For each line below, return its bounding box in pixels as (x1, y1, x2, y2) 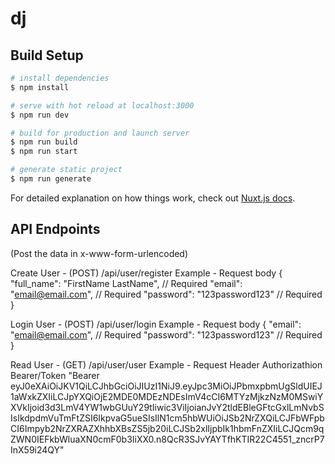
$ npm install (10, 82, 70, 92)
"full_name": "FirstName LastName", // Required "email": (10, 277, 243, 289)
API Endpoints (10, 221, 101, 238)
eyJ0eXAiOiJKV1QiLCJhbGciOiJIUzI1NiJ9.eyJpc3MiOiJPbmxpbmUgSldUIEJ (10, 380, 323, 392)
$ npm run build (10, 137, 78, 147)
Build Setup (10, 47, 84, 64)
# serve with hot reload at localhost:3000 (10, 100, 195, 111)
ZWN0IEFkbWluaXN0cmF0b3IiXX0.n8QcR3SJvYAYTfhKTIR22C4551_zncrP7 (10, 433, 325, 445)
